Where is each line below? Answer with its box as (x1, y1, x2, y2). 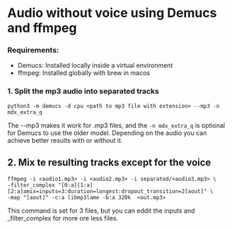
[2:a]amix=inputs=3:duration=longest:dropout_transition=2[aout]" (7, 187, 207, 195)
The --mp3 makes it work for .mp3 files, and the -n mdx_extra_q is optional (7, 121, 225, 129)
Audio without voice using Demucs (7, 5, 217, 21)
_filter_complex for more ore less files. (7, 213, 119, 222)
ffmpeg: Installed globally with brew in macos (17, 69, 151, 77)
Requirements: (7, 45, 59, 55)
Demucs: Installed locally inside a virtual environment (17, 61, 173, 70)
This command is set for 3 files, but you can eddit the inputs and (7, 206, 195, 215)
